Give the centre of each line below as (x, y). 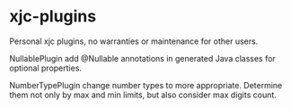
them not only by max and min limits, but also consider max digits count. (143, 95)
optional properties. (46, 68)
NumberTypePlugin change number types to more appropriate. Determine (146, 85)
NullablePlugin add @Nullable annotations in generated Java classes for (142, 58)
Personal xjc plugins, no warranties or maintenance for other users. (134, 41)
